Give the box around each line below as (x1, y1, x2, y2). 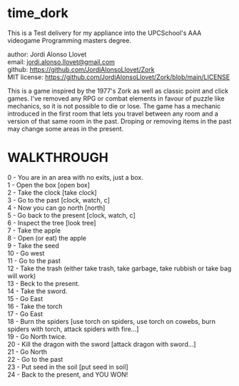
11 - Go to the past (7, 256, 61, 265)
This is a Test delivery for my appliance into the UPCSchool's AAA (7, 29, 202, 37)
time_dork (7, 5, 69, 21)
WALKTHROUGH (7, 150, 108, 166)
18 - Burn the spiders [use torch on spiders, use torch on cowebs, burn (7, 317, 216, 325)
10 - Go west (7, 248, 45, 258)
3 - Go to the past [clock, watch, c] (7, 195, 111, 204)
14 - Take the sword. (7, 287, 68, 295)
